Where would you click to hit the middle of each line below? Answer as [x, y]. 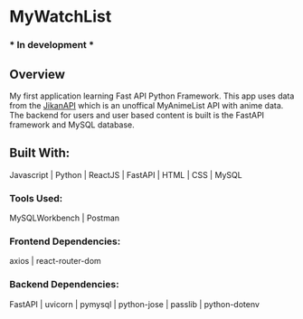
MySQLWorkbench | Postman [65, 218]
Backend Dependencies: [64, 285]
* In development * [52, 45]
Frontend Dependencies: [65, 241]
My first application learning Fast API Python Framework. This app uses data [152, 96]
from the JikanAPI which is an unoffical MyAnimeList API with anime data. [147, 105]
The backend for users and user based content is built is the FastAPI [137, 115]
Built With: [40, 153]
